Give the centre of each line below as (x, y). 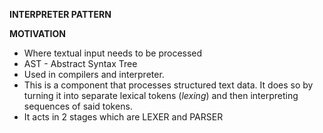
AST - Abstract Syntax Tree (80, 63)
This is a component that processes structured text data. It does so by (168, 85)
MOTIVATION (37, 33)
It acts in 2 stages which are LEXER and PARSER (123, 117)
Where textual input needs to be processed (113, 53)
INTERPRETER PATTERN (60, 14)
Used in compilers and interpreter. (94, 74)
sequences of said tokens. (78, 106)
